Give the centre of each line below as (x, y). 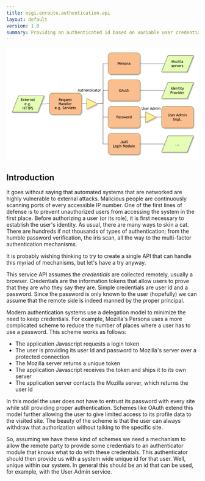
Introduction (31, 177)
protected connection (42, 357)
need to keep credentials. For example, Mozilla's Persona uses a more (94, 319)
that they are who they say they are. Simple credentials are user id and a (97, 287)
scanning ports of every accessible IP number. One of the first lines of (95, 205)
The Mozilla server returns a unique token (68, 363)
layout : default (27, 19)
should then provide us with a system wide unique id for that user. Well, (96, 459)
